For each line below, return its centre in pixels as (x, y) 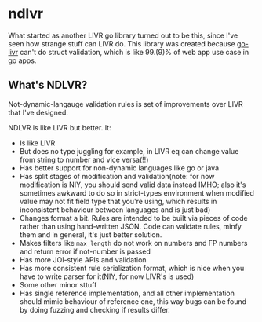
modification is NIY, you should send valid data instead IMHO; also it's (133, 185)
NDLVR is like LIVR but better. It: (60, 127)
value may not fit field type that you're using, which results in (118, 201)
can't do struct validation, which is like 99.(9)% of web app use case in (134, 52)
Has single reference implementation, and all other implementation (127, 293)
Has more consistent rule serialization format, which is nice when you (132, 268)
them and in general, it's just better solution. (91, 234)
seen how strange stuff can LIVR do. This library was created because (122, 43)
